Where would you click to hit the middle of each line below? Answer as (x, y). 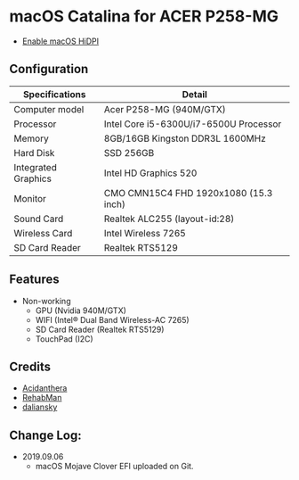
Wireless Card (43, 233)
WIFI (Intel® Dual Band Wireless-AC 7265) (112, 319)
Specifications (54, 94)
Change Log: (45, 435)
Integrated (36, 167)
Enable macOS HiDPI (61, 41)
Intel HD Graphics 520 (150, 173)
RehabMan (42, 398)
